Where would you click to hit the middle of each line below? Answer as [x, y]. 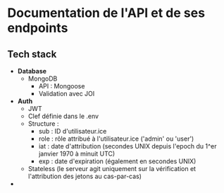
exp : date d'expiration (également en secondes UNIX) [117, 161]
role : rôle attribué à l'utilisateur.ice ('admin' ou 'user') [116, 139]
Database [32, 71]
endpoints [38, 28]
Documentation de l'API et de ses [106, 13]
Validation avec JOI [67, 94]
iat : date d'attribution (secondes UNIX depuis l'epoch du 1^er [127, 146]
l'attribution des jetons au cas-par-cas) [85, 176]
